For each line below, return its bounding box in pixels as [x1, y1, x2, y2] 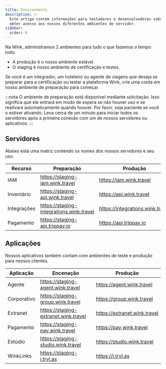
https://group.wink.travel [96, 295, 153, 302]
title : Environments [5, 7, 48, 12]
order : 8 [9, 30, 28, 35]
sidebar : [5, 26, 23, 31]
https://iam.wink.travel [99, 176, 151, 183]
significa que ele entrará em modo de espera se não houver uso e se [5, 99, 145, 105]
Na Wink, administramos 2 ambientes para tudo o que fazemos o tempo [5, 44, 152, 50]
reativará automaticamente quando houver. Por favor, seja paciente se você [5, 105, 159, 110]
